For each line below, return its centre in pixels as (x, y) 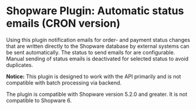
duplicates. (20, 65)
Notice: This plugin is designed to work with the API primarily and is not (94, 76)
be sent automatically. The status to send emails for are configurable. (91, 52)
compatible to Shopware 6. (39, 100)
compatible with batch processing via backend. (64, 82)
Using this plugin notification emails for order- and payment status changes (98, 40)
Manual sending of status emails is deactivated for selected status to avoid (97, 59)
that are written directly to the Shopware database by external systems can (98, 46)
